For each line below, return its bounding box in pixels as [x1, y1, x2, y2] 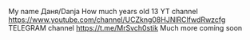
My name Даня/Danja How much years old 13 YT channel [8, 7, 198, 16]
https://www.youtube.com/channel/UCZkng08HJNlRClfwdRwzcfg [8, 15, 226, 24]
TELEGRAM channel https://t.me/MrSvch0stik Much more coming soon [8, 24, 243, 32]
